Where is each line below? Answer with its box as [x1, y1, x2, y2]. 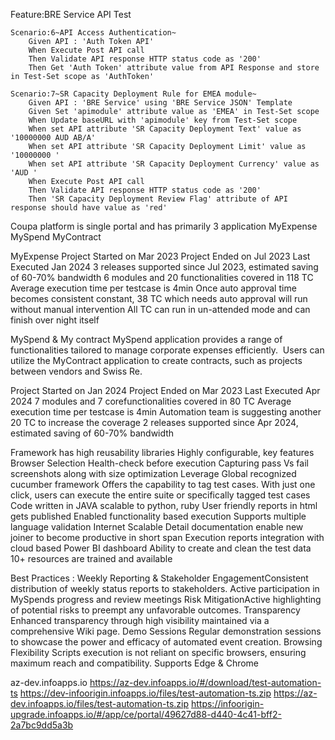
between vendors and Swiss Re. [10, 365, 143, 377]
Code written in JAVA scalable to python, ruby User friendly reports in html [10, 500, 318, 511]
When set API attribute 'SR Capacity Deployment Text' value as [28, 124, 302, 134]
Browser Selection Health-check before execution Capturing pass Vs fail [10, 457, 309, 469]
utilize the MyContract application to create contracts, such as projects [10, 355, 303, 366]
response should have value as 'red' [10, 203, 168, 213]
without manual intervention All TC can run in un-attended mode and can [10, 304, 311, 315]
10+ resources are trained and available [10, 553, 173, 564]
